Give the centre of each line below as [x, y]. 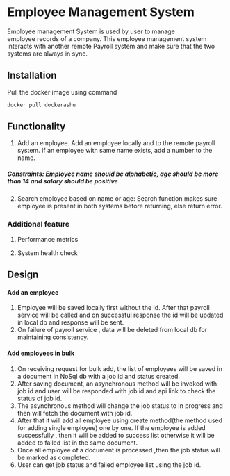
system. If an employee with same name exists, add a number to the [115, 151]
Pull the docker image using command [62, 92]
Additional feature [39, 224]
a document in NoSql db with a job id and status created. [99, 376]
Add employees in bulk [41, 353]
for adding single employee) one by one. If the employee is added [112, 427]
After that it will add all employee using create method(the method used [120, 420]
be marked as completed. [54, 457]
